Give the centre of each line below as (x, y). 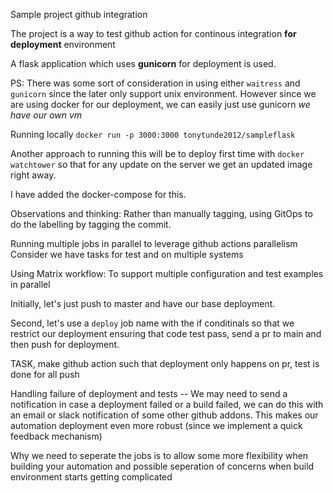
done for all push (45, 374)
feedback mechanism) (56, 436)
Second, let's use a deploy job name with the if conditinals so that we (152, 323)
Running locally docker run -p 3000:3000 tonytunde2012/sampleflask (153, 134)
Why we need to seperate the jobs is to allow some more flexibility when (159, 455)
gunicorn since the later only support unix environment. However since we (163, 93)
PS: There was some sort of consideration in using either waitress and (155, 83)
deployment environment (63, 44)
